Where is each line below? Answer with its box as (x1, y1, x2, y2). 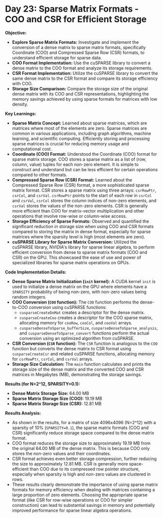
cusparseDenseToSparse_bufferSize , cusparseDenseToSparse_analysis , (19, 325, 158, 331)
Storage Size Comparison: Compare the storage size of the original (12, 86, 148, 91)
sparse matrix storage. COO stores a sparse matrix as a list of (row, (12, 156, 147, 162)
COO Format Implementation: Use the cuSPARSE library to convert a (12, 60, 150, 66)
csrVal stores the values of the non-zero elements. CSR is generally (12, 203, 148, 209)
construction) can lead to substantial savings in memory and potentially (12, 502, 155, 508)
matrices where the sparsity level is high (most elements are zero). (12, 233, 146, 239)
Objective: (5, 30, 27, 36)
